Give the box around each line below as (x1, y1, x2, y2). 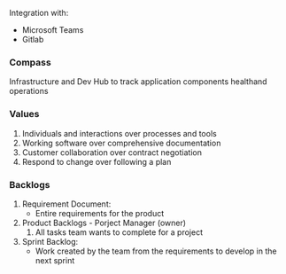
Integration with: (9, 8, 69, 18)
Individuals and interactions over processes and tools (21, 128, 217, 138)
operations (9, 86, 49, 97)
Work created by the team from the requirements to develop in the (35, 246, 277, 256)
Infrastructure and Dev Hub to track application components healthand (9, 76, 267, 87)
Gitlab (21, 35, 44, 44)
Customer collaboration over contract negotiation (21, 146, 202, 158)
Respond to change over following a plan (21, 156, 172, 167)
